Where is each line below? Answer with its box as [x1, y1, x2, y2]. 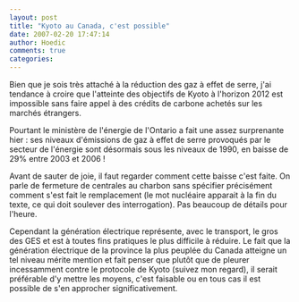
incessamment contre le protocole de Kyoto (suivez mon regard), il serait [9, 264, 278, 274]
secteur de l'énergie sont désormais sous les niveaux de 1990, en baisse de [9, 144, 289, 155]
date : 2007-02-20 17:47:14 [9, 29, 110, 38]
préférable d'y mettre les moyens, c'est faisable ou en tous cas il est [9, 273, 261, 284]
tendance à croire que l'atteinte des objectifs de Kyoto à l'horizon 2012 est [9, 88, 284, 99]
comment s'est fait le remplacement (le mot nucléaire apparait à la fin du [9, 189, 278, 200]
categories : [9, 55, 54, 63]
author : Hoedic [9, 38, 66, 47]
